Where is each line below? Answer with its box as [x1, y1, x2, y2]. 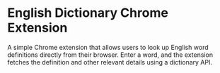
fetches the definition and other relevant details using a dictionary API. [7, 58, 212, 66]
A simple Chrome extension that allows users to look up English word [7, 43, 209, 51]
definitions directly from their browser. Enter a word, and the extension [7, 51, 214, 59]
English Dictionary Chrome [7, 5, 168, 21]
